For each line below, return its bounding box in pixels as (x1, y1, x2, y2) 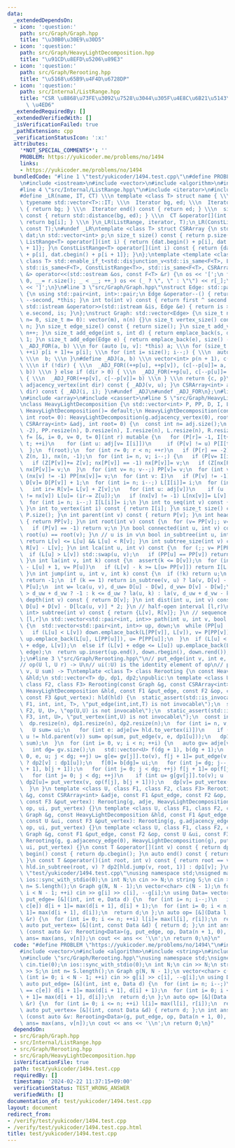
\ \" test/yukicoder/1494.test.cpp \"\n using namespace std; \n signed (20, 870, 220, 877)
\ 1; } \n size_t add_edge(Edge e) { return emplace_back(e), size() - (20, 336, 230, 343)
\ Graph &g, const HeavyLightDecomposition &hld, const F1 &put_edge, (20, 811, 230, 818)
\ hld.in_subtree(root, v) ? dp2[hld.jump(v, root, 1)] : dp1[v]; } (20, 863, 224, 871)
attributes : (13, 141, 49, 148)
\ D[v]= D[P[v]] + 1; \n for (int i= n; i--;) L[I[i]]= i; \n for (20, 479, 218, 486)
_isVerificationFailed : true (13, 120, 99, 128)
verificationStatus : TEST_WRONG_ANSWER (13, 1085, 130, 1092)
